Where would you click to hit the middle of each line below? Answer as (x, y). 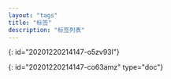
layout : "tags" (33, 15)
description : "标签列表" (46, 30)
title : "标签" (30, 23)
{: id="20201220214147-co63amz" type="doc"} (86, 67)
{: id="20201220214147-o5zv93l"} (64, 52)
